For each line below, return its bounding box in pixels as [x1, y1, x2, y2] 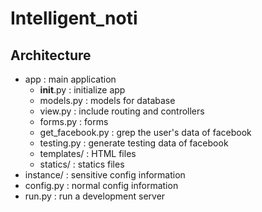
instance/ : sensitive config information [24, 169, 186, 181]
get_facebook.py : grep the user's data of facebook [39, 127, 252, 138]
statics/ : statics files [39, 158, 125, 170]
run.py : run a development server [24, 190, 166, 202]
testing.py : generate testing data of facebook [39, 137, 229, 149]
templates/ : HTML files [39, 148, 137, 159]
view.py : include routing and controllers [39, 105, 205, 117]
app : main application [24, 73, 117, 85]
